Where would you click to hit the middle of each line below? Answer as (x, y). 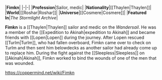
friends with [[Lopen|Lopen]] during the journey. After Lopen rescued (75, 37)
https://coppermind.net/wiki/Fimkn (40, 72)
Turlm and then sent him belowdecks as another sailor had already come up (81, 48)
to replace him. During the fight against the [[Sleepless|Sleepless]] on (75, 53)
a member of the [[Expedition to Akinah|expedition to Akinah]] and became (80, 32)
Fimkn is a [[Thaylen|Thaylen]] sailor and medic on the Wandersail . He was (81, 27)
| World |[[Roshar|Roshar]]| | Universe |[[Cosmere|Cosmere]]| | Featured (76, 13)
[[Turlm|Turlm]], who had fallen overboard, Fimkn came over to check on (78, 43)
